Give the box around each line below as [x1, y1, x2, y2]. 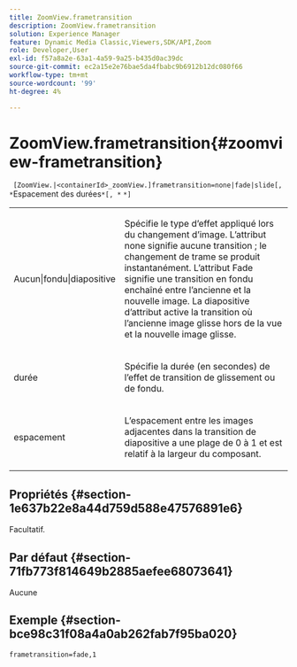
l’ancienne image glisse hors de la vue [124, 317, 283, 330]
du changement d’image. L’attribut [124, 229, 267, 241]
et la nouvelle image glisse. [124, 329, 237, 341]
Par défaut [9, 550, 68, 565]
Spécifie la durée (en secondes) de [124, 361, 270, 373]
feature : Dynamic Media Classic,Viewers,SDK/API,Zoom [9, 37, 212, 47]
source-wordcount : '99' [9, 79, 97, 88]
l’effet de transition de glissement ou [124, 371, 276, 384]
